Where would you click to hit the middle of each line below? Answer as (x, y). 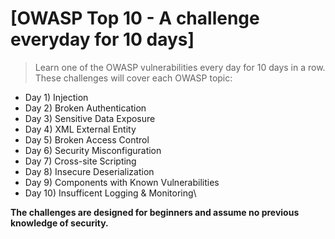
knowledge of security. (59, 223)
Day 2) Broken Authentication (85, 108)
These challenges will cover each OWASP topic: (133, 78)
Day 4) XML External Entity (80, 129)
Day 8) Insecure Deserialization (89, 171)
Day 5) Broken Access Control (87, 139)
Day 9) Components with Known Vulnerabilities (122, 182)
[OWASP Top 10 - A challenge (135, 18)
